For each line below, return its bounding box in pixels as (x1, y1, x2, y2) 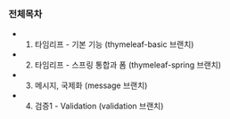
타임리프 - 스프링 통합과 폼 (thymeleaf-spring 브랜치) (34, 59, 222, 70)
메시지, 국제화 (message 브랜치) (34, 80, 148, 91)
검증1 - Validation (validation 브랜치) (34, 100, 164, 112)
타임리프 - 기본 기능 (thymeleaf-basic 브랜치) (34, 39, 194, 50)
